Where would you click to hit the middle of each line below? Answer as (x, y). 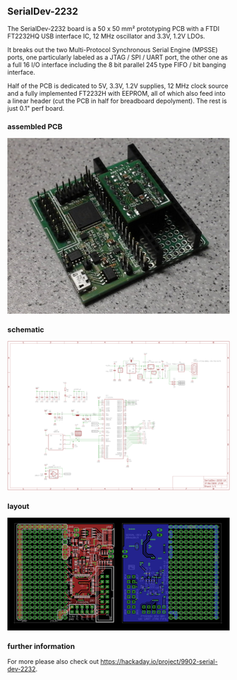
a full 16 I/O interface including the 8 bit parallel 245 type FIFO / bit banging (117, 64)
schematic (26, 329)
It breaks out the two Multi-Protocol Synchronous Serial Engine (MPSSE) (113, 49)
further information (41, 646)
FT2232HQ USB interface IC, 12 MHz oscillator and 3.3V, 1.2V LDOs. (107, 36)
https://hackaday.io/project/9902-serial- (159, 662)
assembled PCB (35, 126)
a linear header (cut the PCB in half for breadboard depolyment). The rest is (117, 101)
